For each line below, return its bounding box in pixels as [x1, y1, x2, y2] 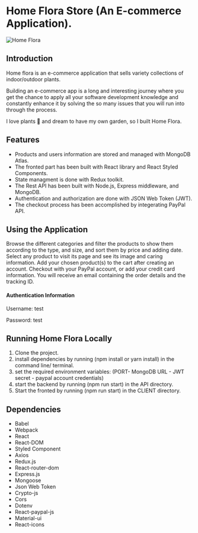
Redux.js [14, 458, 37, 465]
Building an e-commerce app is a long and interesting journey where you [6, 87, 184, 94]
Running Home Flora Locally [6, 334, 113, 344]
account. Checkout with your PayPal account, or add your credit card [6, 265, 175, 272]
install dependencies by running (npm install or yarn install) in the [14, 356, 175, 363]
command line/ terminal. [14, 362, 74, 369]
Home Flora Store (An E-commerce [6, 4, 182, 18]
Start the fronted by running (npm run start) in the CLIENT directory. [14, 387, 181, 394]
